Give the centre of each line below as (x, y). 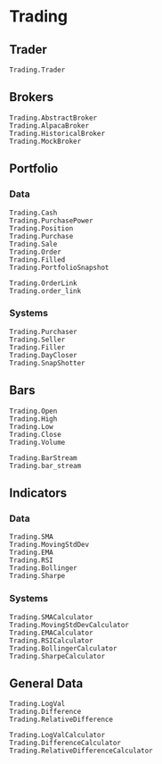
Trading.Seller (37, 340)
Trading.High (33, 419)
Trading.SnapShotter (48, 363)
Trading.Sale (33, 244)
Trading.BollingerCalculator (63, 648)
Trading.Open (33, 411)
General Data (46, 683)
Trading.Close (36, 434)
